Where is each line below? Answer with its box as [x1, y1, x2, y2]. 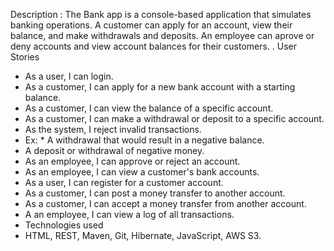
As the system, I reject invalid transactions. [24, 124, 202, 135]
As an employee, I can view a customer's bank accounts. [24, 166, 260, 178]
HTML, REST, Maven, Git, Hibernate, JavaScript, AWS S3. [24, 230, 262, 241]
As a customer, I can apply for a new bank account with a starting [24, 81, 296, 93]
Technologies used [24, 219, 104, 231]
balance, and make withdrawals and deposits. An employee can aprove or [10, 30, 315, 41]
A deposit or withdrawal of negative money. [24, 145, 205, 156]
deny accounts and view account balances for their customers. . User [10, 40, 298, 52]
